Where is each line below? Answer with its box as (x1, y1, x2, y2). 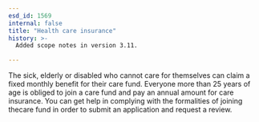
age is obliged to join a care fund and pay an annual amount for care (8, 87, 234, 97)
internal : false (8, 19, 63, 27)
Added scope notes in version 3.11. (15, 42, 138, 50)
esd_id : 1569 (8, 11, 52, 20)
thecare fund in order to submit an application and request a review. (8, 105, 233, 115)
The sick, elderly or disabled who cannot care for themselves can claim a (8, 71, 250, 80)
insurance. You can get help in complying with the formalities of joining (8, 96, 243, 106)
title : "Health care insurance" (8, 26, 116, 35)
